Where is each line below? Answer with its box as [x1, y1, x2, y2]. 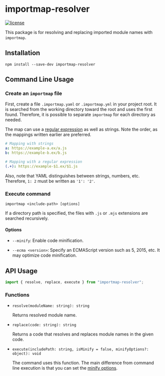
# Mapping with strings [5, 141, 54, 146]
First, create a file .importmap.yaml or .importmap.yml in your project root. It [5, 101, 157, 107]
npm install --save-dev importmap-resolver [5, 62, 96, 67]
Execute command [5, 190, 51, 197]
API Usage [5, 267, 38, 275]
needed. [5, 117, 22, 123]
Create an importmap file [5, 90, 62, 97]
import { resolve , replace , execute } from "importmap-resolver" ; [5, 280, 144, 285]
